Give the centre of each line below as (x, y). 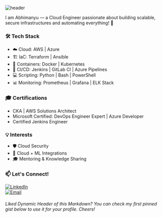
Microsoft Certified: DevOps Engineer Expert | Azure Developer (78, 116)
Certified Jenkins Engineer (40, 121)
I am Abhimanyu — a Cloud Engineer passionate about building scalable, (80, 17)
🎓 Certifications (26, 98)
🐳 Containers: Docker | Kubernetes (49, 64)
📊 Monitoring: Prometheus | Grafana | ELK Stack (63, 83)
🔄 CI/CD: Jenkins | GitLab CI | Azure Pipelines (60, 69)
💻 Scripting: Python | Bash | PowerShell (54, 75)
